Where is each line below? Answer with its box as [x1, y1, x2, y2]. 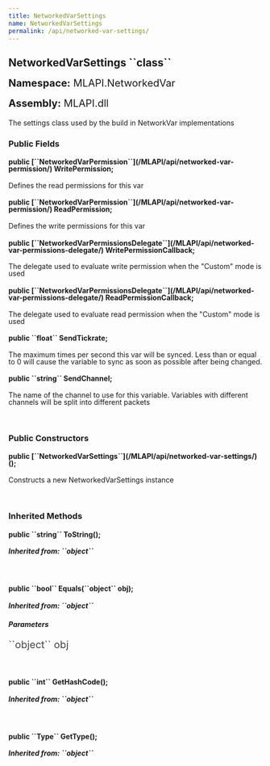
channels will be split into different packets [8, 397, 151, 406]
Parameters [8, 620, 49, 629]
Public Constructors [8, 432, 89, 444]
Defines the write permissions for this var [8, 221, 146, 231]
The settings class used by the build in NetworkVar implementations [8, 118, 235, 128]
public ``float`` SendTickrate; [8, 333, 108, 343]
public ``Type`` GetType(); [8, 731, 98, 741]
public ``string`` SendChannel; [8, 373, 113, 384]
